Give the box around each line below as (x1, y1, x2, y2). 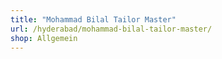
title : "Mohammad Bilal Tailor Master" (10, 14, 177, 25)
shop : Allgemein (10, 33, 78, 43)
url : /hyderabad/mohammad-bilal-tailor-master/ (10, 24, 213, 34)
